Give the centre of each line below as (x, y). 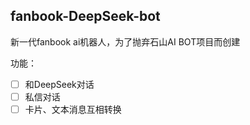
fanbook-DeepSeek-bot (85, 16)
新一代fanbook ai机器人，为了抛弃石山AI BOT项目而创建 (125, 41)
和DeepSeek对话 (59, 84)
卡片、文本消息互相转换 (73, 109)
